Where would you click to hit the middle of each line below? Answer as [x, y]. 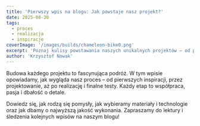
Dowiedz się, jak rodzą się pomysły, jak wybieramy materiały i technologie [97, 104]
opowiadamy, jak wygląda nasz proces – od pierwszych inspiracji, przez [95, 79]
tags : [13, 23]
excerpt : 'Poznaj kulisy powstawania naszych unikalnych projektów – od [98, 51]
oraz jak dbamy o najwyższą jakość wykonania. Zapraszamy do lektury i [95, 110]
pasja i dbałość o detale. [36, 92]
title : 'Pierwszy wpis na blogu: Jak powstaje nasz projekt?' [85, 12]
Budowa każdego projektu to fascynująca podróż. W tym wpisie [84, 73]
